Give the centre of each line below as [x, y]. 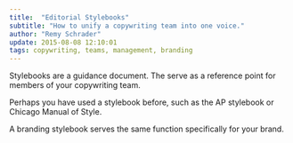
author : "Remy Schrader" [55, 34]
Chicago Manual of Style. [56, 112]
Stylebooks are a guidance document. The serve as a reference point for [142, 75]
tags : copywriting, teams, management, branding [101, 51]
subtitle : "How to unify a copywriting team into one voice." [127, 26]
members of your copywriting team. [75, 85]
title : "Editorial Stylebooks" [69, 17]
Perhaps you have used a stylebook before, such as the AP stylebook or [142, 102]
